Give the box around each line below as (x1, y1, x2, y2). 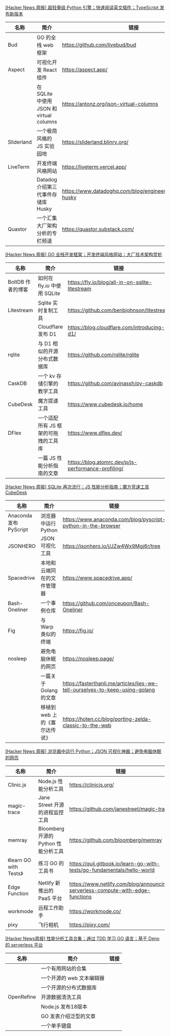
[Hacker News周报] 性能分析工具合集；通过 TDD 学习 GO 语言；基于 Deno (5, 935, 160, 941)
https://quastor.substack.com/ (62, 226, 134, 232)
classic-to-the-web (62, 722, 112, 729)
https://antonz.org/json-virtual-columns (62, 101, 158, 107)
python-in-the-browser (62, 522, 121, 529)
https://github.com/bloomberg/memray (69, 837, 162, 843)
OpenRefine (8, 993, 36, 1000)
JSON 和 (36, 105, 57, 112)
